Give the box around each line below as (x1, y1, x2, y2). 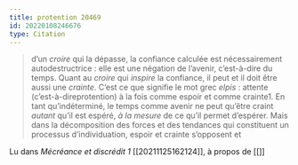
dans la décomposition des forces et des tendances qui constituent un (30, 120, 289, 130)
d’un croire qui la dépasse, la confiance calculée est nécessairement (30, 54, 283, 65)
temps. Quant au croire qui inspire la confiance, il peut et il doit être (30, 73, 278, 83)
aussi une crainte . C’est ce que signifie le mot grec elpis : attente (30, 82, 269, 93)
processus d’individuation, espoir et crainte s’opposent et (30, 130, 242, 140)
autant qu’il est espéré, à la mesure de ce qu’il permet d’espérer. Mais (30, 110, 288, 121)
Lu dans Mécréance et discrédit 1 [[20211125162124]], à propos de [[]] (9, 146, 265, 157)
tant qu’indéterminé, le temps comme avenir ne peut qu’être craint (30, 101, 274, 112)
